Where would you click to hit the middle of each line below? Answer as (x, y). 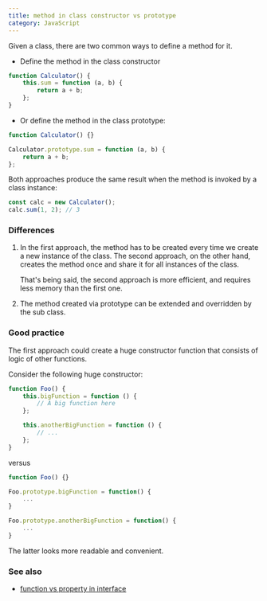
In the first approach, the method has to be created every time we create (139, 248)
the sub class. (43, 312)
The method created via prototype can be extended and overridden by (136, 304)
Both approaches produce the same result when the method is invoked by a (133, 179)
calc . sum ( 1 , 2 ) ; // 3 (44, 210)
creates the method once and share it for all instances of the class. (129, 264)
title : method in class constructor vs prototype (92, 16)
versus (20, 462)
